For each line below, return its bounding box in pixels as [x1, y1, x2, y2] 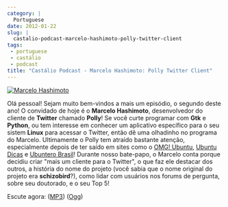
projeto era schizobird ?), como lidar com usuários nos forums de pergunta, [7, 171, 220, 180]
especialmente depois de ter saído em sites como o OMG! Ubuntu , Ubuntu [7, 143, 217, 151]
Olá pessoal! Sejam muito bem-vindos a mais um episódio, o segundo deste [7, 99, 221, 107]
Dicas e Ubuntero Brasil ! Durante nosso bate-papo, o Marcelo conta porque [7, 150, 221, 158]
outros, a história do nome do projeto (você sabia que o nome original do [7, 165, 213, 173]
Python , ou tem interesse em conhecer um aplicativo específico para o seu [7, 121, 220, 129]
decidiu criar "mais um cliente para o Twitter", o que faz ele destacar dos [7, 157, 214, 165]
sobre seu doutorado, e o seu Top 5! [7, 179, 110, 187]
